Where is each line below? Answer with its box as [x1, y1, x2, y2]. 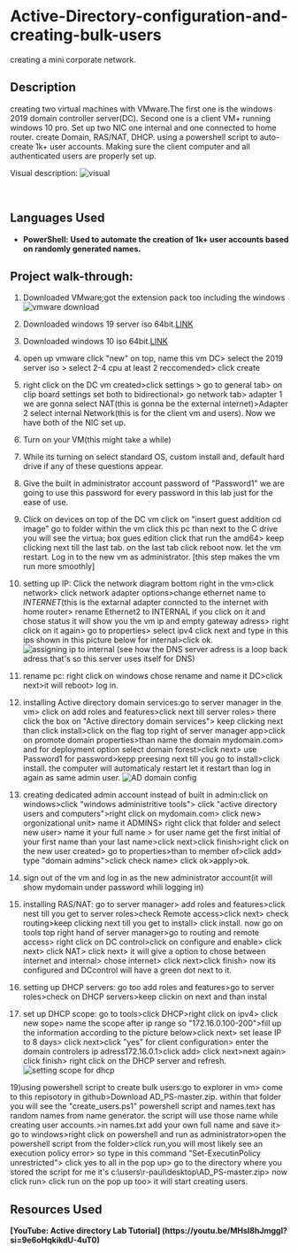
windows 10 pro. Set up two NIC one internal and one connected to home [10, 122, 277, 133]
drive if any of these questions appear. [22, 461, 164, 472]
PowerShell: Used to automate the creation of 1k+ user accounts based [22, 234, 289, 244]
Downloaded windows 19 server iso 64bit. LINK [22, 319, 194, 329]
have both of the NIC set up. [22, 418, 126, 428]
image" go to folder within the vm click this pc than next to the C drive [22, 524, 278, 535]
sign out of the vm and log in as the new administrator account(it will [22, 873, 273, 883]
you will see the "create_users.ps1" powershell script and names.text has [10, 1101, 276, 1112]
